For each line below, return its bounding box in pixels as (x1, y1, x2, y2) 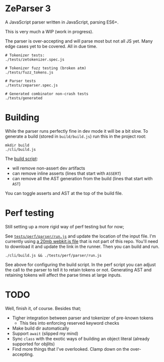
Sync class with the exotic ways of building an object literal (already (12, 336, 150, 341)
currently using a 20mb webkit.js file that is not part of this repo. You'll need (5, 238, 158, 244)
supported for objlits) (12, 341, 55, 347)
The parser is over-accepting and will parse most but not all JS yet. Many (5, 38, 153, 44)
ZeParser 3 (5, 3, 51, 14)
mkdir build (5, 143, 29, 147)
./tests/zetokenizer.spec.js (5, 57, 65, 62)
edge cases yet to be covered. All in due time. (5, 43, 97, 49)
